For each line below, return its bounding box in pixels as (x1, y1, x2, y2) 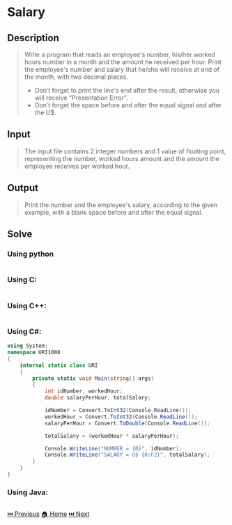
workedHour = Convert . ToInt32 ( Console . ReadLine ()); (44, 413, 198, 420)
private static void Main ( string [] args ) (32, 374, 155, 382)
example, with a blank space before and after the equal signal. (24, 208, 203, 216)
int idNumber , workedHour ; (44, 388, 123, 395)
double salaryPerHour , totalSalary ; (44, 395, 151, 402)
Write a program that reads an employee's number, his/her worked (24, 50, 216, 59)
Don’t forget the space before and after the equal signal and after (34, 101, 222, 109)
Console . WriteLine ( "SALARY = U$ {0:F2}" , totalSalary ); (44, 451, 210, 459)
